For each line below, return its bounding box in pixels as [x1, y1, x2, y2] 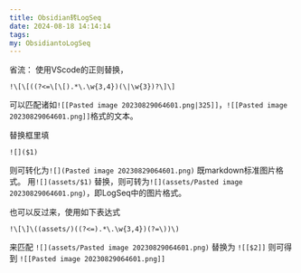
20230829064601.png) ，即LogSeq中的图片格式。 [9, 187, 187, 199]
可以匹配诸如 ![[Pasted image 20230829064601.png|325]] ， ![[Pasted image [9, 99, 287, 110]
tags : [9, 30, 30, 39]
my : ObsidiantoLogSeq [9, 38, 91, 48]
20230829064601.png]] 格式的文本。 [9, 110, 138, 122]
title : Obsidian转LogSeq [9, 13, 102, 23]
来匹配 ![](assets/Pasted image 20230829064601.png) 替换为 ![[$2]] [9, 241, 267, 253]
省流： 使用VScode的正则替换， [9, 64, 128, 75]
